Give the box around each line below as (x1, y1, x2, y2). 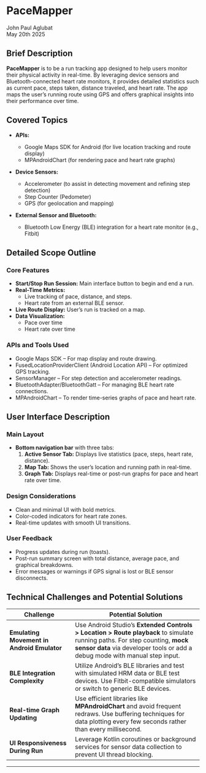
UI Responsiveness (9, 739, 67, 747)
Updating (9, 713, 37, 721)
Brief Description (6, 48, 73, 59)
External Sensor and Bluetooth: (15, 211, 97, 218)
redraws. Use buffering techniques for (74, 709, 185, 718)
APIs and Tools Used (6, 341, 69, 350)
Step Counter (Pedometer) (24, 193, 92, 200)
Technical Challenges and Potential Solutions (6, 592, 183, 602)
